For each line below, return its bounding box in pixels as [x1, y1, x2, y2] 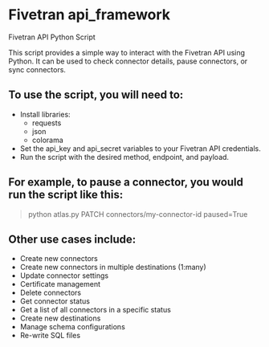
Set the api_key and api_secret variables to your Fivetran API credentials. [19, 143, 261, 153]
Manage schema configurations [19, 322, 126, 332]
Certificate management [19, 280, 101, 289]
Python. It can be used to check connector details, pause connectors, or [8, 56, 248, 66]
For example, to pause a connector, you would [8, 175, 243, 190]
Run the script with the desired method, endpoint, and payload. [19, 152, 230, 161]
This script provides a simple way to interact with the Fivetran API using [8, 47, 246, 57]
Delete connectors [19, 288, 82, 298]
